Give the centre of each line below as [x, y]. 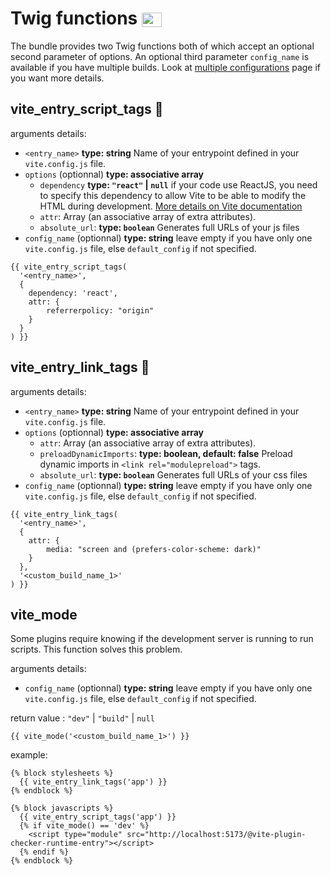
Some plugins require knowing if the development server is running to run [162, 639]
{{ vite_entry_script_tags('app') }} [98, 817]
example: [29, 755]
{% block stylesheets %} [62, 773]
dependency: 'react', [73, 293]
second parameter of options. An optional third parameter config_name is [160, 56]
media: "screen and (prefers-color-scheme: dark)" [154, 549]
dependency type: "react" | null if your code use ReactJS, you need [178, 184]
